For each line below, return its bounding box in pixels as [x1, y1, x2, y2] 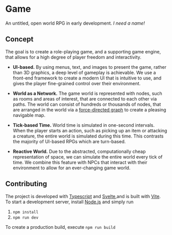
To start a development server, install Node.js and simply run [5, 199, 133, 205]
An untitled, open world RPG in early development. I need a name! [5, 20, 145, 26]
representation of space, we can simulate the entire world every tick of [12, 153, 163, 160]
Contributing [5, 180, 47, 188]
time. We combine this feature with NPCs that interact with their [12, 159, 148, 165]
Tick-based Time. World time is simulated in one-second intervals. [12, 122, 155, 128]
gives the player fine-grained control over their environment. [12, 80, 141, 86]
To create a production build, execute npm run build [5, 224, 116, 230]
